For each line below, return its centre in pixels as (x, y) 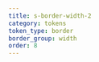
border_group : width (43, 38)
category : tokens (37, 23)
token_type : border (41, 31)
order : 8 (23, 46)
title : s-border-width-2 (50, 16)
